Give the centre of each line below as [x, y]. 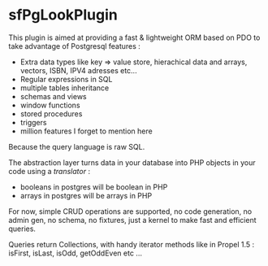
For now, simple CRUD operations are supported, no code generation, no [130, 211]
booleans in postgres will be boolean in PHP [94, 187]
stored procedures [51, 113]
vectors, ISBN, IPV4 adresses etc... [78, 70]
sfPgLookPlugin [63, 15]
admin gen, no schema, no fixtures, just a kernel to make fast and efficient [132, 220]
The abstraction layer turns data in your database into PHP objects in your [132, 162]
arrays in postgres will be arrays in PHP [86, 195]
